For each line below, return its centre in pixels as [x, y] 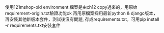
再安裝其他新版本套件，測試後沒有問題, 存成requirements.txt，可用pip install [82, 19]
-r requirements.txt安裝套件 [33, 25]
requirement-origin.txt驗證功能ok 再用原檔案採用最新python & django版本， [82, 13]
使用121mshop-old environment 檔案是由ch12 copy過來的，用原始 [71, 7]
